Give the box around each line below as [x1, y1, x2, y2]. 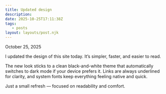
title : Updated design [5, 7, 52, 12]
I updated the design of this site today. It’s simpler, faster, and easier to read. [5, 53, 161, 59]
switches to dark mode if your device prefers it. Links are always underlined [5, 68, 160, 74]
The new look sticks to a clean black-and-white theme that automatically [5, 63, 154, 69]
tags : [5, 21, 16, 26]
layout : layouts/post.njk [5, 30, 58, 35]
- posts [11, 26, 28, 31]
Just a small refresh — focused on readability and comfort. [5, 83, 125, 89]
